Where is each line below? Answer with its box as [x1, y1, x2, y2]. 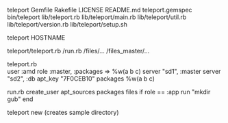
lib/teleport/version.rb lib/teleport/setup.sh [7, 20, 128, 28]
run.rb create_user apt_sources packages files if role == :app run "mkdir [7, 88, 211, 96]
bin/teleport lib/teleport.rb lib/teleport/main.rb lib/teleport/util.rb [7, 13, 187, 21]
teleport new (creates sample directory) [7, 109, 119, 116]
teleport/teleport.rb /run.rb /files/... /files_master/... [7, 47, 150, 55]
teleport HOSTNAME [7, 33, 66, 42]
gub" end [7, 95, 34, 103]
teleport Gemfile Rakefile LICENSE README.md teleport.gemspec [7, 6, 193, 14]
